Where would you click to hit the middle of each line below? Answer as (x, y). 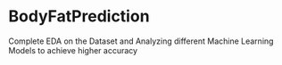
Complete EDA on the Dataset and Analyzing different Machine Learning (141, 41)
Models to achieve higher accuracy (73, 50)
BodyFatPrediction (79, 16)
